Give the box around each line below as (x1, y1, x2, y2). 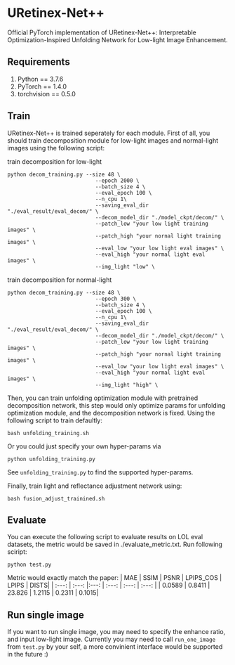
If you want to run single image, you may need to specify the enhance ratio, (7, 628, 226, 636)
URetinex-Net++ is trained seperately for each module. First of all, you (7, 129, 210, 137)
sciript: (7, 548, 27, 556)
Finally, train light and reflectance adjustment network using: (7, 482, 182, 490)
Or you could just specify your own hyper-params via (7, 441, 161, 451)
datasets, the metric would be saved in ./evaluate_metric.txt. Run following (7, 540, 223, 549)
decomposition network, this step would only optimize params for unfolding (7, 401, 226, 409)
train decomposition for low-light (7, 157, 102, 166)
